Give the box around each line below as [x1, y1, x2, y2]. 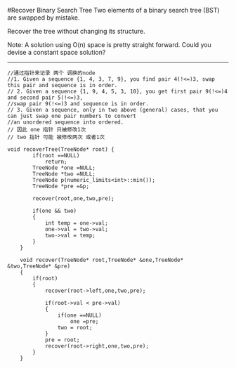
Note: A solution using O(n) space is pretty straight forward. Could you [7, 41, 212, 48]
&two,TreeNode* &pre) [7, 263, 71, 270]
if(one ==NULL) [57, 312, 102, 319]
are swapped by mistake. [7, 13, 80, 22]
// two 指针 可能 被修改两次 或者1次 [7, 133, 105, 140]
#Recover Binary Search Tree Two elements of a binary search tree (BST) [7, 6, 220, 14]
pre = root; [44, 336, 80, 343]
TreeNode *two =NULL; [32, 171, 96, 178]
